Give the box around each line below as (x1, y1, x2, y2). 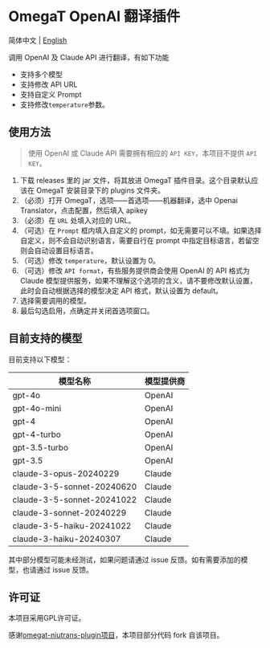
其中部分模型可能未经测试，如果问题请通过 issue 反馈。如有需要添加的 (8, 555, 241, 564)
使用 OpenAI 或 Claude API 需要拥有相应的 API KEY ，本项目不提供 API (27, 148, 257, 157)
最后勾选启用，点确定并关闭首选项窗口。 (19, 306, 154, 316)
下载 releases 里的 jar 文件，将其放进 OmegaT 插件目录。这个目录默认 (19, 175, 252, 185)
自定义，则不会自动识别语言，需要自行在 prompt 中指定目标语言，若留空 (19, 235, 260, 245)
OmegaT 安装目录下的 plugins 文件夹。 (35, 185, 166, 195)
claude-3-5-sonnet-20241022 (12, 494, 137, 505)
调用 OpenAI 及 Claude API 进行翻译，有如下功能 (8, 52, 170, 62)
